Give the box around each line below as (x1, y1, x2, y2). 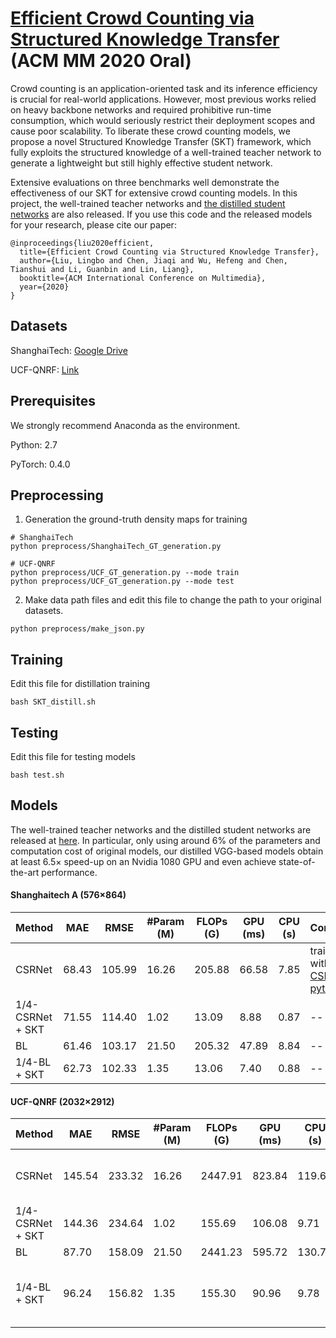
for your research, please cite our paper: (10, 218, 177, 231)
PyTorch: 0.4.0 (10, 458, 71, 470)
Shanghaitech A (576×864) (10, 889, 127, 901)
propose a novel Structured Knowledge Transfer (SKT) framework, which (10, 135, 312, 147)
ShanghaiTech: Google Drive (10, 344, 128, 356)
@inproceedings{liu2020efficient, (10, 238, 155, 248)
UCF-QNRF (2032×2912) (10, 1095, 115, 1107)
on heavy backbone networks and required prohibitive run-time (10, 103, 272, 116)
